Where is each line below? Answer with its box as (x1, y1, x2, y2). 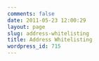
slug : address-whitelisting (7, 29, 90, 37)
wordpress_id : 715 (7, 43, 61, 50)
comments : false (7, 10, 55, 18)
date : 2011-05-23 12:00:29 (7, 17, 86, 24)
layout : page (7, 23, 46, 30)
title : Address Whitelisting (7, 36, 93, 43)
